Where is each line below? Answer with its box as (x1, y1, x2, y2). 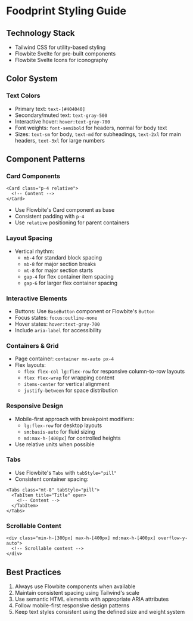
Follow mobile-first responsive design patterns (14, 601, 130, 609)
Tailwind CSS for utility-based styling (14, 44, 106, 51)
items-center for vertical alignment (23, 381, 110, 388)
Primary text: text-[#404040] (14, 105, 85, 112)
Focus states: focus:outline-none (14, 314, 98, 321)
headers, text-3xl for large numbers (14, 137, 105, 144)
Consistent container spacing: (14, 475, 89, 483)
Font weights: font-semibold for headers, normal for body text (14, 124, 167, 131)
